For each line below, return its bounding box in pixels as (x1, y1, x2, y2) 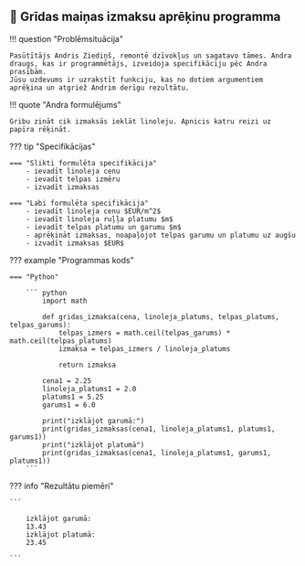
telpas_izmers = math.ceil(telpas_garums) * (58, 328, 231, 337)
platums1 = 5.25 (42, 392, 104, 401)
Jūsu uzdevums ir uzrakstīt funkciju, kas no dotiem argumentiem (9, 75, 263, 84)
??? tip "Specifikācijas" (9, 141, 96, 152)
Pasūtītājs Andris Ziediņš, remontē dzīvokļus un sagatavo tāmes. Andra (9, 51, 292, 60)
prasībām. (9, 67, 47, 76)
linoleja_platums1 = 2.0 (42, 384, 137, 393)
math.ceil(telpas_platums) (9, 336, 112, 346)
